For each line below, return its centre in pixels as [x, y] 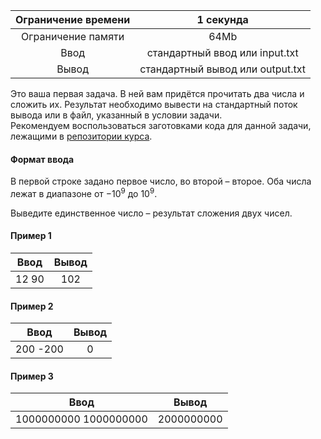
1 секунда [222, 19]
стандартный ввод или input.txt [222, 52]
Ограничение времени [73, 19]
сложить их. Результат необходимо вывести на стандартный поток [154, 104]
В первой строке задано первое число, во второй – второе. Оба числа [161, 181]
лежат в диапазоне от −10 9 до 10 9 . [84, 192]
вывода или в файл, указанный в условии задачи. [116, 115]
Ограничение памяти [73, 36]
